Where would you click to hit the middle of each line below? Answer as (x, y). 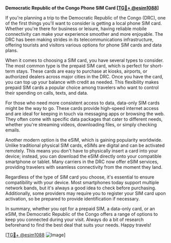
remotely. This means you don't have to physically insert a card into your (82, 151)
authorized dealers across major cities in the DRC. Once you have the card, (84, 76)
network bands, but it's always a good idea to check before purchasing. (81, 188)
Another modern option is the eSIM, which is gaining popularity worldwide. (84, 140)
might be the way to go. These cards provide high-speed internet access (82, 108)
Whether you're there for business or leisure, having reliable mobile (76, 29)
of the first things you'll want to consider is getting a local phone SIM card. (84, 23)
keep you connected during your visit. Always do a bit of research (75, 219)
